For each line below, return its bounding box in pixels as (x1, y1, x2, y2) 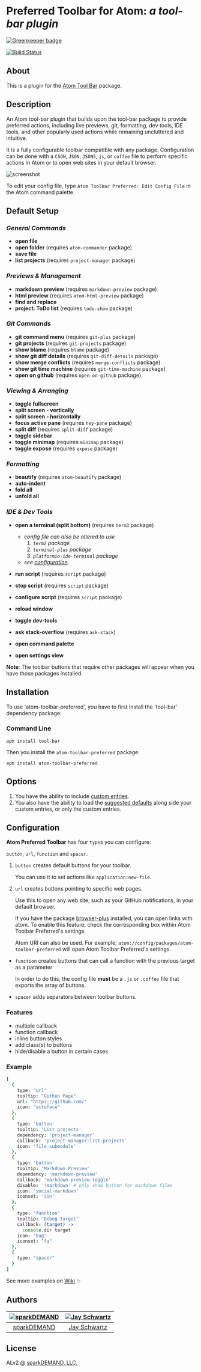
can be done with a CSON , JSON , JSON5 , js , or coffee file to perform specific (6, 152, 188, 160)
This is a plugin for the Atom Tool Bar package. (6, 82, 122, 89)
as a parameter (14, 963, 53, 971)
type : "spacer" (17, 1255, 55, 1261)
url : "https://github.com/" (17, 1099, 87, 1105)
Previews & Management (6, 272, 81, 280)
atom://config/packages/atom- (118, 941, 194, 947)
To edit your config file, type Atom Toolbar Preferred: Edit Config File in (6, 182, 191, 189)
